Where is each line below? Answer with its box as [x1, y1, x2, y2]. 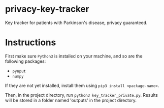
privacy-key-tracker [5, 3, 90, 15]
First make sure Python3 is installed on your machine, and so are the [5, 53, 143, 59]
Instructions [5, 37, 56, 48]
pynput [12, 69, 26, 74]
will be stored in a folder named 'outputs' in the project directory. [5, 97, 137, 103]
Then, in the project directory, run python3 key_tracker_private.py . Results [5, 92, 158, 98]
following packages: [5, 58, 46, 64]
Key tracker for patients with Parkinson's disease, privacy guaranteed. [5, 20, 148, 26]
